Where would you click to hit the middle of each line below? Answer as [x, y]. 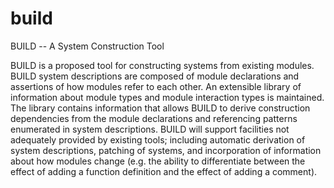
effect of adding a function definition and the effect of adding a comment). [164, 171]
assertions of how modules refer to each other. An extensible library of [156, 86]
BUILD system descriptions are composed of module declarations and [155, 76]
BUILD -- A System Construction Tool [87, 46]
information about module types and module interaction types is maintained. [167, 97]
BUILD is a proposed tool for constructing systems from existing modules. [162, 65]
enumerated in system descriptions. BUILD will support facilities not [150, 129]
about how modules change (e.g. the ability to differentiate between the [158, 161]
